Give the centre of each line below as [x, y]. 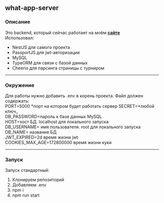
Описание [18, 22]
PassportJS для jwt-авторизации [46, 52]
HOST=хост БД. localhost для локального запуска [57, 122]
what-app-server [32, 8]
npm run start [26, 195]
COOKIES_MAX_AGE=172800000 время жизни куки [58, 142]
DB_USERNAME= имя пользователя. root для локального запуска [73, 127]
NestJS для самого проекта [41, 47]
